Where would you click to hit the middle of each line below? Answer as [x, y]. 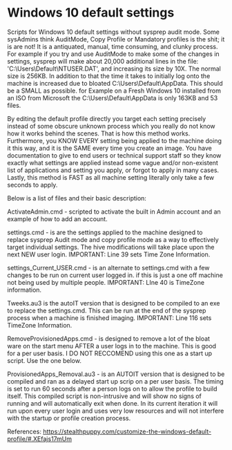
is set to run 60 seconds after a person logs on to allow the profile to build [112, 388]
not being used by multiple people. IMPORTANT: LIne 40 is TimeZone [106, 282]
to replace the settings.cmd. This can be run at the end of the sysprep [107, 310]
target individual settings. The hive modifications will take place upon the [111, 247]
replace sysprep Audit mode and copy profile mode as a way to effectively [113, 239]
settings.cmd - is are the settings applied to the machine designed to [105, 232]
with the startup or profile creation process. [69, 418]
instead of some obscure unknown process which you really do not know [111, 126]
